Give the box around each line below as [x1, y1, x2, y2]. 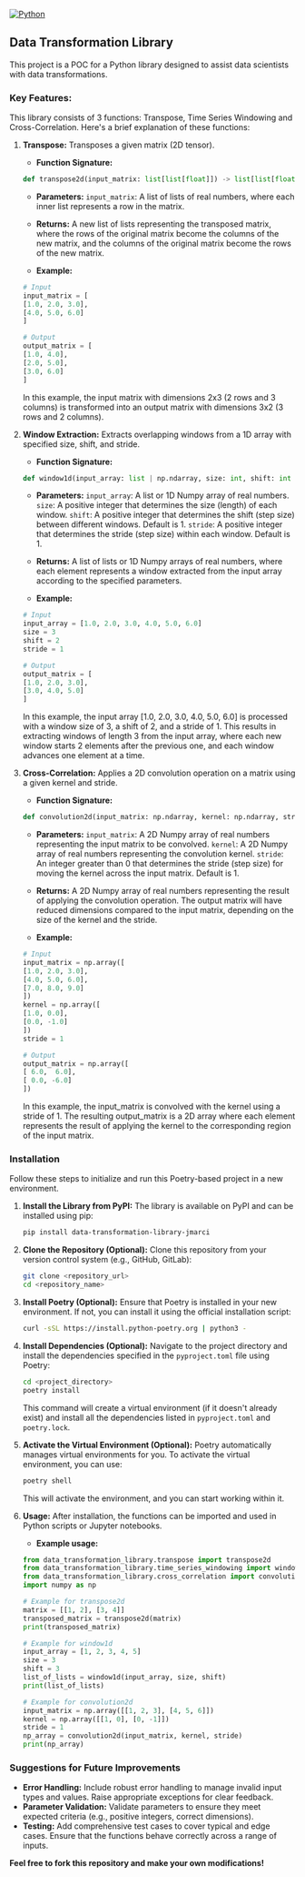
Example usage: [35, 1537, 98, 1548]
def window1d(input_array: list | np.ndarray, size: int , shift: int [22, 473, 292, 482]
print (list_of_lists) [22, 1680, 104, 1690]
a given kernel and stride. [22, 777, 118, 788]
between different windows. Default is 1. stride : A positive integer [35, 519, 283, 530]
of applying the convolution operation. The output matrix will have [35, 895, 283, 906]
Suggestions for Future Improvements [9, 1761, 182, 1774]
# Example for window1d [22, 1639, 113, 1648]
